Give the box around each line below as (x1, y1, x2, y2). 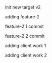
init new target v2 (5, 4, 41, 10)
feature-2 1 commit (5, 23, 44, 29)
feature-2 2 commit (5, 33, 45, 39)
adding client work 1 (5, 43, 46, 49)
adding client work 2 (5, 52, 47, 58)
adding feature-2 (5, 14, 40, 19)
